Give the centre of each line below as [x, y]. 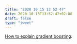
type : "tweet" [19, 23]
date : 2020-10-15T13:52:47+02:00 [39, 14]
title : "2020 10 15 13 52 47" [36, 9]
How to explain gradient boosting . [39, 36]
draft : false [18, 18]
